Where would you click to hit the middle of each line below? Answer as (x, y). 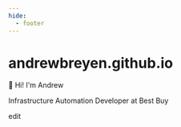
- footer (30, 23)
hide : (17, 16)
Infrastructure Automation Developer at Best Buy (88, 100)
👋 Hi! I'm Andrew (36, 85)
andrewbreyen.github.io (91, 63)
